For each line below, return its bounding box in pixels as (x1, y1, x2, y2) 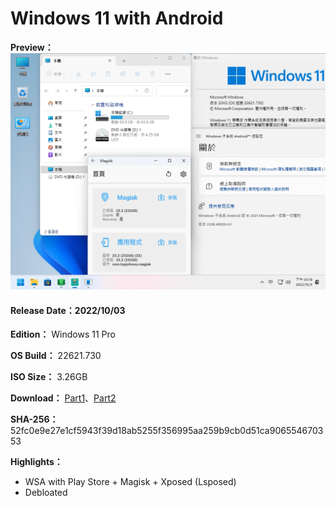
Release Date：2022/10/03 (10, 304, 126, 316)
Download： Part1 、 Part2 (10, 392, 117, 404)
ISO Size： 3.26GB (10, 371, 88, 383)
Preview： (10, 41, 54, 53)
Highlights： (10, 456, 63, 468)
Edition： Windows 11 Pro (10, 328, 116, 341)
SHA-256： (10, 413, 59, 426)
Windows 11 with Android (10, 7, 224, 30)
